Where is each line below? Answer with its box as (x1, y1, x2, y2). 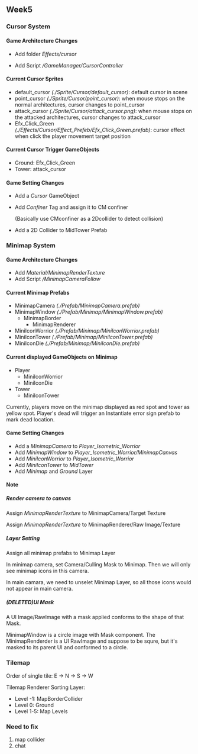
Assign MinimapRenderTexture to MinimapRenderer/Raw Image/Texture (6, 521, 181, 529)
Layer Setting (6, 535, 40, 542)
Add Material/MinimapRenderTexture (14, 269, 105, 276)
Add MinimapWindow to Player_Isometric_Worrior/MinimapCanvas (14, 449, 178, 456)
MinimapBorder (23, 315, 61, 322)
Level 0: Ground (14, 701, 54, 708)
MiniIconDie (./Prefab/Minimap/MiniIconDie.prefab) (14, 340, 140, 347)
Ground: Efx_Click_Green (14, 159, 76, 166)
